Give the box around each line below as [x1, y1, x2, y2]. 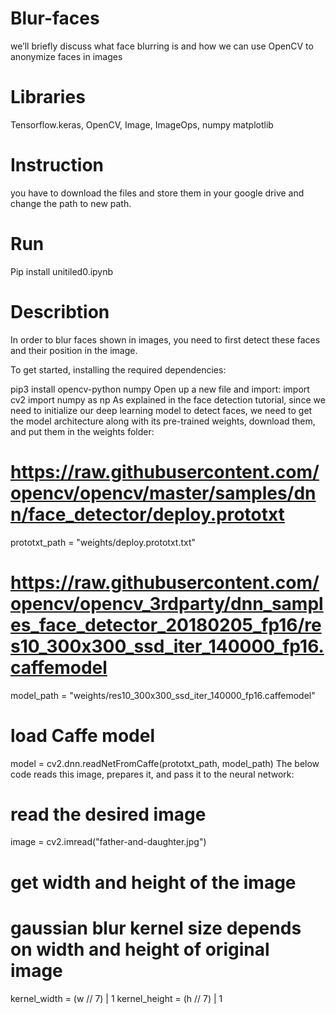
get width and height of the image [10, 871, 297, 894]
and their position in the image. [10, 344, 138, 356]
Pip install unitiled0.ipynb [10, 265, 114, 277]
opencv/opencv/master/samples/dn [10, 482, 317, 504]
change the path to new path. [10, 197, 132, 209]
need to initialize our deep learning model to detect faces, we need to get [10, 404, 313, 416]
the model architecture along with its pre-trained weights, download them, [10, 415, 316, 427]
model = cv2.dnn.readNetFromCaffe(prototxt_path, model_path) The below [10, 757, 320, 769]
